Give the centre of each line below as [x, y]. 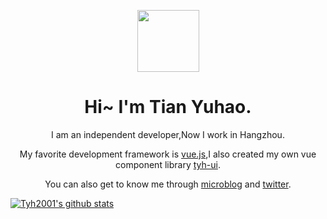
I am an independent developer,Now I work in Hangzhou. [168, 134]
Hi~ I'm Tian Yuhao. [168, 107]
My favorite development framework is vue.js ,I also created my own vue [168, 154]
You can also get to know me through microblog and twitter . [168, 184]
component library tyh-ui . [168, 164]
